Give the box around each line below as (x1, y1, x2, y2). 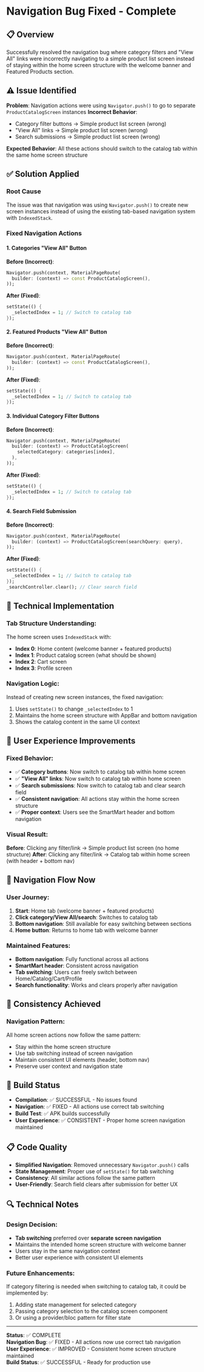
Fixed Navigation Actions (6, 229, 82, 238)
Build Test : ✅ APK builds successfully (15, 1110, 110, 1117)
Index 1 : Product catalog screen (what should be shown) (15, 651, 157, 659)
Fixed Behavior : (6, 754, 53, 762)
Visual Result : (6, 830, 49, 839)
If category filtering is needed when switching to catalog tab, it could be (6, 1283, 186, 1290)
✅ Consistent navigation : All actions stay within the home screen (15, 795, 180, 802)
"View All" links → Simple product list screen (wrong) (15, 126, 148, 133)
